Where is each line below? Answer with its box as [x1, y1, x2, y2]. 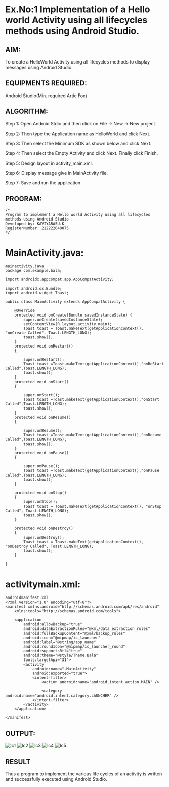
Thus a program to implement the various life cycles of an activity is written [5, 771, 162, 777]
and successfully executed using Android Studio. [5, 776, 108, 782]
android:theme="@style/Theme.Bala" [23, 653, 99, 658]
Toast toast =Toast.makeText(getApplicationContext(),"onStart [23, 397, 159, 402]
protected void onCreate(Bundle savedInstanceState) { [14, 312, 133, 318]
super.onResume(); [23, 428, 62, 433]
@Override [14, 308, 35, 313]
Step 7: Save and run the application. [5, 179, 82, 186]
